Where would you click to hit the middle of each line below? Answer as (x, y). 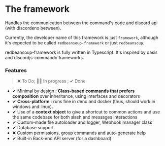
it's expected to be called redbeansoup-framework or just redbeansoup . (75, 42)
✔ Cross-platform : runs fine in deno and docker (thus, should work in (84, 102)
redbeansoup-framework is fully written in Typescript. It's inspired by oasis (81, 52)
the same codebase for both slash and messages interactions (75, 117)
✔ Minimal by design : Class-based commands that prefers (73, 91)
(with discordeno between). (33, 28)
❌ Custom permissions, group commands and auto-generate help (79, 133)
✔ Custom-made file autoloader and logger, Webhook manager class (82, 122)
